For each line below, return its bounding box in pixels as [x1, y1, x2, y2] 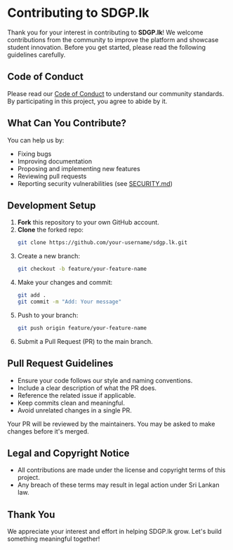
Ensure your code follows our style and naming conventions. [17, 376, 193, 384]
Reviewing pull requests [17, 172, 87, 180]
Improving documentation [17, 156, 93, 166]
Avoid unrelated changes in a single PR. [17, 405, 132, 415]
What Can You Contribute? [7, 117, 127, 129]
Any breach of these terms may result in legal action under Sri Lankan [17, 481, 220, 489]
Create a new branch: [17, 252, 81, 260]
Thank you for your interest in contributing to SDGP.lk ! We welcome [7, 28, 204, 36]
